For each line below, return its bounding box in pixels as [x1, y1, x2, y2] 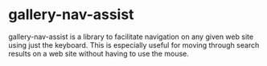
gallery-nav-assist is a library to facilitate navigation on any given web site [8, 32, 254, 41]
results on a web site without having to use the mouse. [8, 49, 189, 58]
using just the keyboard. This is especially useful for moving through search [8, 40, 260, 49]
